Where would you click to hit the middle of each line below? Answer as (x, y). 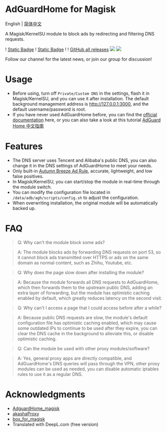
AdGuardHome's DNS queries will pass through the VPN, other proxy (88, 363)
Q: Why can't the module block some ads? (61, 242)
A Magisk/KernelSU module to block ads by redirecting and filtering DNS (80, 34)
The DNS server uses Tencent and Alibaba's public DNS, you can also (84, 160)
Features (24, 147)
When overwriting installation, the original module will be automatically (85, 203)
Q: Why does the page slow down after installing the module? (80, 272)
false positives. (28, 176)
